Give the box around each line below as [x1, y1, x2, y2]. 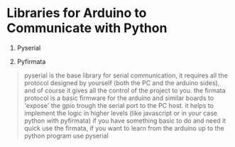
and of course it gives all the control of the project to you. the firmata [23, 86, 226, 94]
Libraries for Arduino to [6, 5, 147, 21]
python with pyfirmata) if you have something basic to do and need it [23, 116, 226, 125]
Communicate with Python [6, 20, 168, 36]
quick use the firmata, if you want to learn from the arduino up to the [23, 124, 224, 132]
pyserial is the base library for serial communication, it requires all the [23, 71, 228, 80]
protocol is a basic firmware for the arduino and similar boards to [23, 94, 214, 102]
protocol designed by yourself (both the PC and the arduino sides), [23, 78, 220, 87]
